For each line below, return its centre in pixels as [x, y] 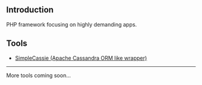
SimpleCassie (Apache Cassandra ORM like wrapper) [81, 58]
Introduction [30, 10]
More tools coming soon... [38, 75]
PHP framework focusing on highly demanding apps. [72, 24]
